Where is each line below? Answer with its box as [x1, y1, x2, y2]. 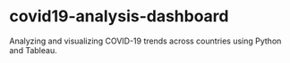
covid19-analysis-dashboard [9, 6, 229, 27]
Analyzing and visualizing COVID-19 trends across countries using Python [9, 35, 282, 46]
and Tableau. [9, 44, 57, 55]
